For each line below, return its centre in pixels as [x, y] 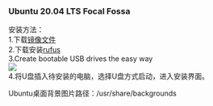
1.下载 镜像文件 [32, 40]
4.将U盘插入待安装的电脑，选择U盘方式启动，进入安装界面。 [109, 76]
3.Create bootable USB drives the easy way [81, 59]
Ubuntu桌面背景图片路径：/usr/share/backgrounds [93, 93]
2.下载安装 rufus [34, 50]
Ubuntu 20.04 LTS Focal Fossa [69, 11]
